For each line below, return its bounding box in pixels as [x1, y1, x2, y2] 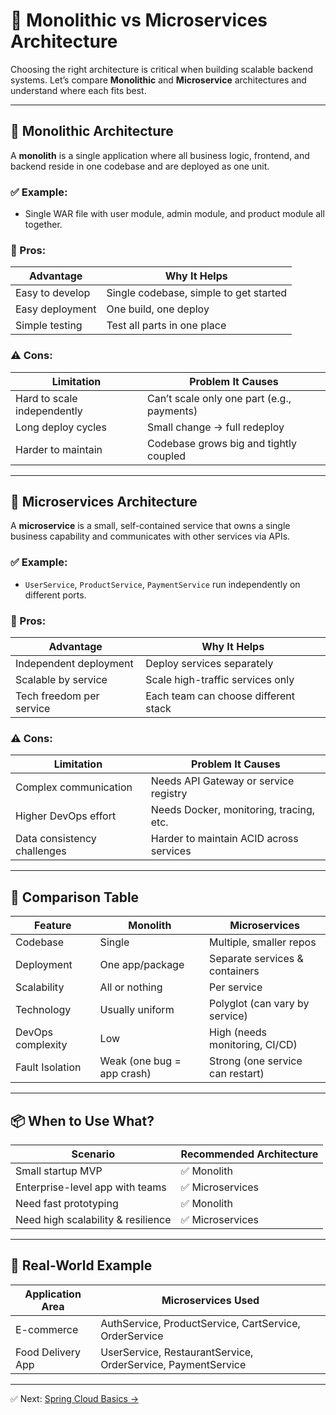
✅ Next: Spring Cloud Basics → [10, 1392, 140, 1404]
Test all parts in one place [106, 319, 227, 333]
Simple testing [15, 319, 83, 333]
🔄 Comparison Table [10, 889, 140, 906]
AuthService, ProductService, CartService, [100, 1316, 301, 1330]
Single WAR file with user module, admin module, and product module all [24, 208, 325, 220]
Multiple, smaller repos [209, 935, 317, 949]
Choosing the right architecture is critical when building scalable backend [10, 63, 314, 75]
